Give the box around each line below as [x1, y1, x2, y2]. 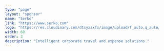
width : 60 [5, 30, 25, 34]
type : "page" [5, 7, 32, 12]
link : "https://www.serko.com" [5, 20, 69, 26]
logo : [5, 25, 16, 30]
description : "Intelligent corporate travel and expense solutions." [5, 39, 150, 44]
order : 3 [5, 34, 23, 39]
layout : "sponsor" [5, 12, 42, 17]
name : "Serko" [5, 16, 34, 21]
